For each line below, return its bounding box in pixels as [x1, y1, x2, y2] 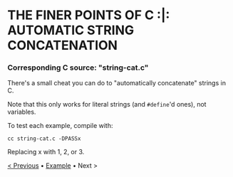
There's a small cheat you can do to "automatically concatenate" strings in [7, 79, 227, 87]
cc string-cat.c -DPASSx [7, 135, 81, 142]
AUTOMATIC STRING [7, 22, 135, 38]
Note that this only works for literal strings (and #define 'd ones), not [7, 100, 207, 109]
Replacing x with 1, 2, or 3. [7, 148, 85, 156]
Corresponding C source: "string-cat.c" [7, 63, 149, 73]
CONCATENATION [7, 38, 118, 53]
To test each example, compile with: [7, 122, 113, 130]
